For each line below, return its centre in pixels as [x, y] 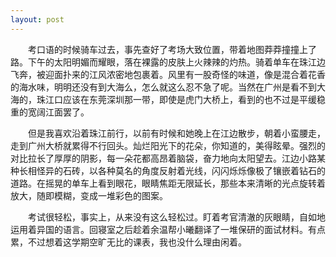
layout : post [37, 19]
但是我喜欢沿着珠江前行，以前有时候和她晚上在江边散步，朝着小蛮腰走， [176, 133]
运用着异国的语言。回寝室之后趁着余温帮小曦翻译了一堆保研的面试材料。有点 [168, 229]
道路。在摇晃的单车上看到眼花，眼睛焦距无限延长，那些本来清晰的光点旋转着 [168, 183]
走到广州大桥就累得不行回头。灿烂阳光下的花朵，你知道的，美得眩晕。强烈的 [168, 145]
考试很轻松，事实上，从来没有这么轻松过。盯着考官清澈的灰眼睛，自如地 [176, 217]
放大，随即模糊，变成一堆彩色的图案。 [89, 195]
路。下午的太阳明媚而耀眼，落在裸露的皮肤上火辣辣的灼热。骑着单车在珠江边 [168, 62]
